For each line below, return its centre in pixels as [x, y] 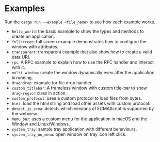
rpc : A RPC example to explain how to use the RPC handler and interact [83, 62]
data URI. [21, 57]
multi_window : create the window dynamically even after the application [83, 72]
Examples [25, 8]
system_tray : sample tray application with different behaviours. [74, 129]
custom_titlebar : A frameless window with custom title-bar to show [79, 88]
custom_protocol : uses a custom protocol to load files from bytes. [77, 98]
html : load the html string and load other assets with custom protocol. [81, 103]
